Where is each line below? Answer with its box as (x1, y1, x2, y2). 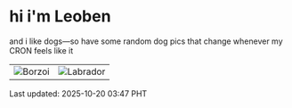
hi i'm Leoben (9, 6, 111, 27)
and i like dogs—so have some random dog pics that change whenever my (9, 36, 283, 46)
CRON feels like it (9, 45, 74, 55)
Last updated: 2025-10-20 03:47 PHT (9, 87, 148, 99)
